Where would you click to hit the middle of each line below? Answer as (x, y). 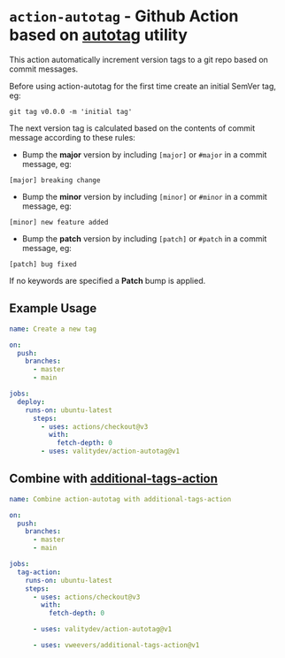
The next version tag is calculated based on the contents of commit (132, 128)
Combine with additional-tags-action (114, 479)
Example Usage (53, 308)
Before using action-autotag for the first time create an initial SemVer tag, (143, 86)
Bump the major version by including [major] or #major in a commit (144, 154)
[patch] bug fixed (43, 264)
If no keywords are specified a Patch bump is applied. (108, 280)
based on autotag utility (99, 35)
